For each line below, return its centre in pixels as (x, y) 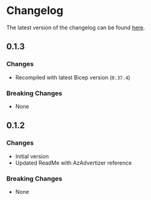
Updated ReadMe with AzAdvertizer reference (73, 163)
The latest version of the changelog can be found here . (76, 27)
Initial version (32, 156)
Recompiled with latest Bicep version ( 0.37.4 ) (72, 77)
